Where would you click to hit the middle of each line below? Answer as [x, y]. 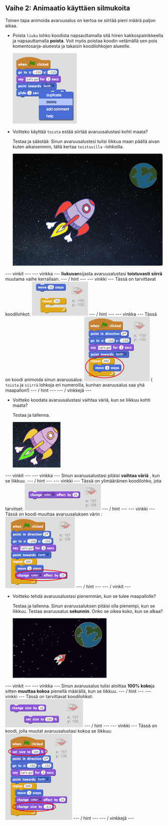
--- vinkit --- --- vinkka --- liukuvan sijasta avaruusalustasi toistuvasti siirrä [84, 273]
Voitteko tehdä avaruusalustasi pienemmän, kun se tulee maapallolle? [84, 596]
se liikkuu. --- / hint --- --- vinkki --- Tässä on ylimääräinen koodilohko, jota [83, 480]
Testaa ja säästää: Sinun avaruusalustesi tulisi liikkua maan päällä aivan [86, 141]
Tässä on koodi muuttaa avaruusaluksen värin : [54, 514]
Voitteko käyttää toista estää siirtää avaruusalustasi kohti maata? [80, 131]
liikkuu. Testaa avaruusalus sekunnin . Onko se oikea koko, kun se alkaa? [88, 611]
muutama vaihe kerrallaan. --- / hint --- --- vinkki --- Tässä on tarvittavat [81, 279]
